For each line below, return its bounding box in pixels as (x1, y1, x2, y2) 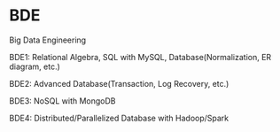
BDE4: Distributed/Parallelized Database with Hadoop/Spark (9, 113, 229, 123)
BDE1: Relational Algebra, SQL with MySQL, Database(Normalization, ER (9, 51, 272, 62)
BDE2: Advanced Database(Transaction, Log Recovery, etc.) (9, 78, 229, 89)
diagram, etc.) (9, 61, 60, 72)
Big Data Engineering (9, 35, 87, 45)
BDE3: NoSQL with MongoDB (9, 95, 116, 106)
